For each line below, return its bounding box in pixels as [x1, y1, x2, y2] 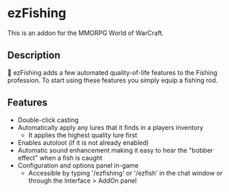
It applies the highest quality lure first [28, 131, 137, 139]
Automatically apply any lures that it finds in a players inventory [17, 123, 204, 131]
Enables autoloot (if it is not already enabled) [17, 138, 149, 147]
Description [7, 49, 60, 61]
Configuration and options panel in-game [17, 161, 139, 169]
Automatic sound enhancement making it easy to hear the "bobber [17, 146, 213, 154]
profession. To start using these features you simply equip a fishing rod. [7, 76, 218, 84]
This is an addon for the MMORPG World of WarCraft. [7, 29, 164, 37]
